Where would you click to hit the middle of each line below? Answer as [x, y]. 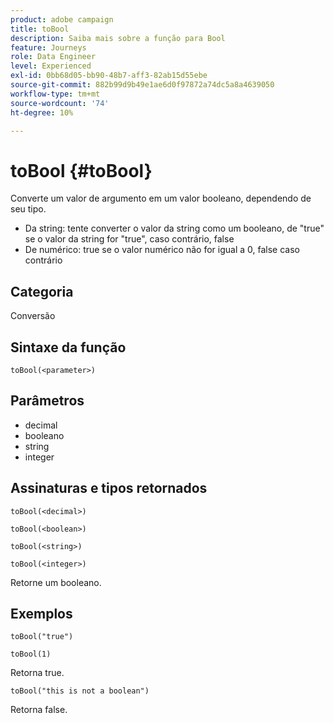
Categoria [42, 291]
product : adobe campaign [62, 19]
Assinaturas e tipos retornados [109, 488]
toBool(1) [31, 654]
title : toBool [40, 29]
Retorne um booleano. [56, 582]
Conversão [33, 316]
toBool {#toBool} [81, 170]
